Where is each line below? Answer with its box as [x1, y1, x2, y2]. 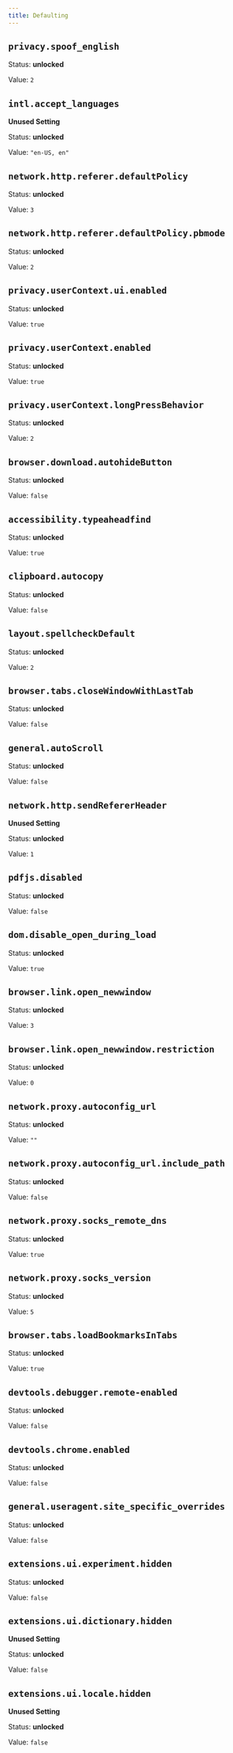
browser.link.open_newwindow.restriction [8, 1044, 215, 1055]
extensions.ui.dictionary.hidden [8, 1615, 173, 1627]
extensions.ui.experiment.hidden [8, 1558, 173, 1570]
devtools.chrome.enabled [8, 1443, 131, 1455]
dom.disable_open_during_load [8, 929, 157, 941]
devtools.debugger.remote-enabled [8, 1386, 178, 1398]
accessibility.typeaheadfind [8, 513, 152, 525]
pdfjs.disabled [8, 872, 83, 883]
